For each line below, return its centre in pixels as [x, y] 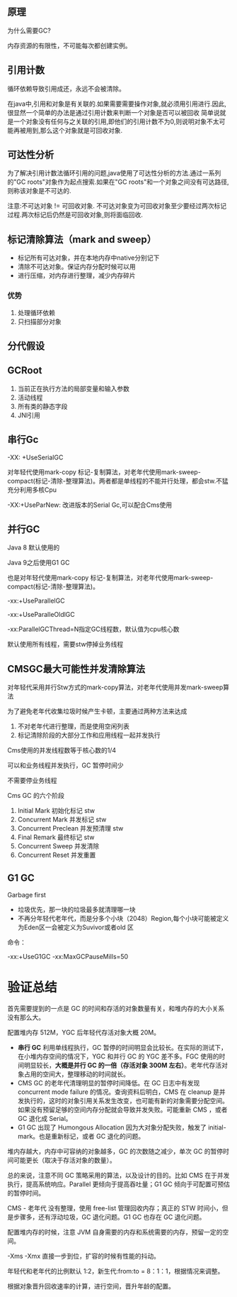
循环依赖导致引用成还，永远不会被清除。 [66, 88]
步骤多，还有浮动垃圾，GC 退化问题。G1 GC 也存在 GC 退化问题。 [109, 1217]
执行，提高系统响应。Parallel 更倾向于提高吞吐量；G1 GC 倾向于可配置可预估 [118, 1184]
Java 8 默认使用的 [34, 547]
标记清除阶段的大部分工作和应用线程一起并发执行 [89, 735]
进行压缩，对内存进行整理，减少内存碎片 [76, 275]
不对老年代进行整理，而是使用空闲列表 [73, 726]
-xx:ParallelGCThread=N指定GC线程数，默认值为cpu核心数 [93, 629]
